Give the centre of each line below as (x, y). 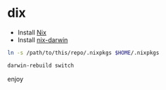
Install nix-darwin (43, 39)
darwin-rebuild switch (41, 65)
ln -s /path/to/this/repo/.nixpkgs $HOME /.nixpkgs (83, 53)
